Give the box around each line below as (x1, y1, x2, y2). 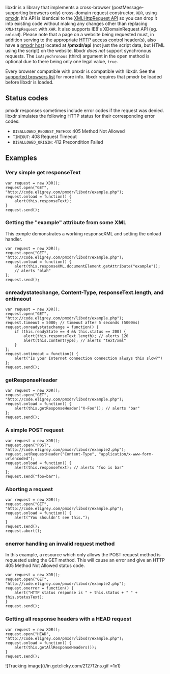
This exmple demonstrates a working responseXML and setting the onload (5, 230, 161, 236)
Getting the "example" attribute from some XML (5, 219, 126, 226)
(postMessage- (111, 5, 144, 10)
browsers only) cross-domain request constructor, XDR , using (29, 10, 157, 16)
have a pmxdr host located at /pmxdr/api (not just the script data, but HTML (5, 42, 165, 48)
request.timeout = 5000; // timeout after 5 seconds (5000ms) (5, 320, 140, 326)
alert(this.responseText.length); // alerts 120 (23, 334, 129, 339)
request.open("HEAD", (5, 631, 51, 636)
